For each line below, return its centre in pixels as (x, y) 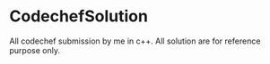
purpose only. (35, 50)
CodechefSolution (78, 16)
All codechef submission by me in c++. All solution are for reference (135, 41)
